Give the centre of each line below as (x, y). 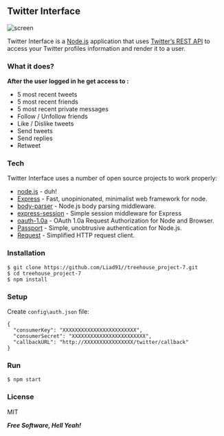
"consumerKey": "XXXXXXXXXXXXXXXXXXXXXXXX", (78, 330)
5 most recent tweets (47, 95)
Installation (26, 253)
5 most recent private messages (63, 109)
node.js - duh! (37, 192)
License (21, 397)
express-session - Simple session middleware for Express (99, 214)
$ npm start (24, 380)
